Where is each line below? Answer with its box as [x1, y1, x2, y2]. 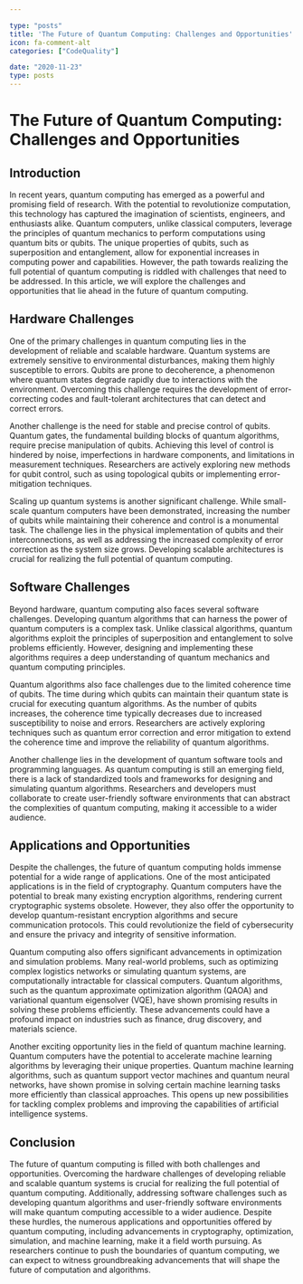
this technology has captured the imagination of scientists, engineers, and [9, 209, 286, 219]
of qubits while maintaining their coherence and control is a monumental [9, 515, 279, 526]
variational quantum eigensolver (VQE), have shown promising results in [9, 994, 278, 1005]
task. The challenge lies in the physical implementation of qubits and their [9, 524, 284, 535]
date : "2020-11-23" [9, 62, 83, 72]
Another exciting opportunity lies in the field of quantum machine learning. [9, 1041, 287, 1052]
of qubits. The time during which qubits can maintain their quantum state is [9, 689, 289, 699]
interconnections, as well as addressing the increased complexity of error [9, 534, 283, 545]
